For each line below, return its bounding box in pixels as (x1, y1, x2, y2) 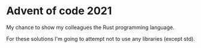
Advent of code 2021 (6, 4, 112, 18)
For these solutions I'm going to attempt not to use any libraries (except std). (6, 35, 195, 42)
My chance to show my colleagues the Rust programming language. (6, 24, 175, 31)
